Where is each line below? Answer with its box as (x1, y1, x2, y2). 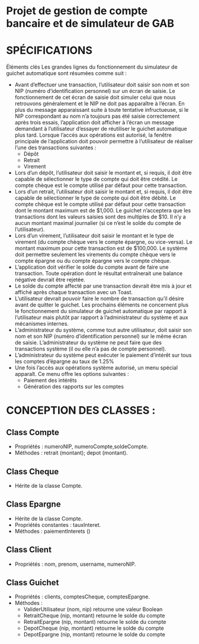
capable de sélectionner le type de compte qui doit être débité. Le (14, 194, 176, 202)
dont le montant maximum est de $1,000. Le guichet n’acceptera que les (14, 207, 191, 214)
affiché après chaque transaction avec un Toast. (14, 289, 133, 296)
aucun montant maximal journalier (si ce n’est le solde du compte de (14, 220, 182, 227)
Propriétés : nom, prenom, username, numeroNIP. (14, 561, 136, 568)
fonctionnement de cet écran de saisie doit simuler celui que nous (14, 94, 176, 101)
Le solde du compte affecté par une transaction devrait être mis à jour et (14, 282, 192, 289)
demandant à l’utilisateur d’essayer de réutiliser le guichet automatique (14, 125, 188, 133)
